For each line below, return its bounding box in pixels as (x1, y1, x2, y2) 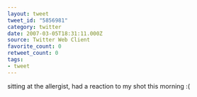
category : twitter (7, 23, 62, 30)
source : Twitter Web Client (7, 37, 91, 44)
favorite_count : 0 (7, 43, 62, 50)
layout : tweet (7, 10, 50, 18)
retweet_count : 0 (7, 50, 59, 57)
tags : (7, 56, 23, 63)
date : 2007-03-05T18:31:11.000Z (7, 30, 103, 37)
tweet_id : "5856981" (7, 17, 69, 24)
